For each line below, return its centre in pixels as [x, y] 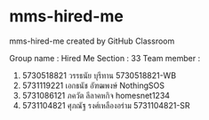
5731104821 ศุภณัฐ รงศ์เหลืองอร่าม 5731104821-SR [106, 105]
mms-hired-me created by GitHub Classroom [92, 41]
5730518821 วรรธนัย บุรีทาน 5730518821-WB [99, 75]
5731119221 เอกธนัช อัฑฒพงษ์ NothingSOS [93, 85]
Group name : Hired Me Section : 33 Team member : [105, 58]
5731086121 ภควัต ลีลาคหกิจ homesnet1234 [96, 95]
